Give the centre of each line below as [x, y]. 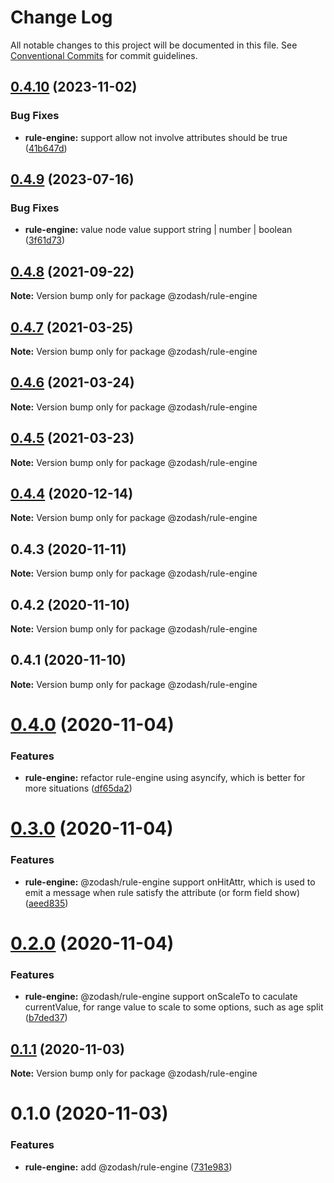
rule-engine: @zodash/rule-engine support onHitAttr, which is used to [170, 882]
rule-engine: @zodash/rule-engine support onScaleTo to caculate [161, 997]
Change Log [61, 17]
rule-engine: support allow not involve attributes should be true [156, 137]
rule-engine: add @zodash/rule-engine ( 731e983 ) [128, 1167]
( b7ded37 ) [46, 1018]
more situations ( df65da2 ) [78, 788]
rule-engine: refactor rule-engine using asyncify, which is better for [165, 778]
